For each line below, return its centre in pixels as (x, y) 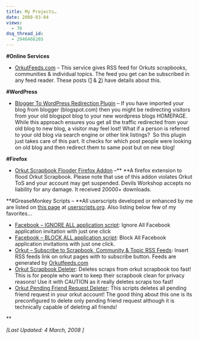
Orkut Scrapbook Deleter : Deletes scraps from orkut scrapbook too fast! (103, 269)
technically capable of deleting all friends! (66, 307)
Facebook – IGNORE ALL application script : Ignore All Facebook (92, 225)
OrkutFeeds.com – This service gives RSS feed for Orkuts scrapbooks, (101, 68)
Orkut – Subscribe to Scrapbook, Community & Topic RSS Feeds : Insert (102, 250)
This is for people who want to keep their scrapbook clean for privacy (99, 275)
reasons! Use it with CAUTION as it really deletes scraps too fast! (94, 282)
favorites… (19, 213)
